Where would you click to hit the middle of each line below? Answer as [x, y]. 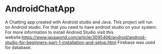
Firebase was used [136, 42]
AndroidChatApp [40, 9]
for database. [18, 47]
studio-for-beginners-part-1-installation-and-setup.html [61, 42]
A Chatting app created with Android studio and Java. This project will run [79, 22]
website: [14, 37]
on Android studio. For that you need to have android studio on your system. [81, 27]
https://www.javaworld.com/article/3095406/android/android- [84, 37]
